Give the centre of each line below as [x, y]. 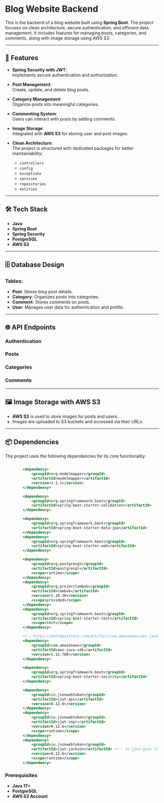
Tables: [14, 281]
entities [28, 189]
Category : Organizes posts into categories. [56, 297]
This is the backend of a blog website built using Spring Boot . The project [79, 22]
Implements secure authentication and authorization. [65, 75]
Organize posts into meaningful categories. [55, 104]
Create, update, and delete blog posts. [51, 89]
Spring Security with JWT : [40, 70]
